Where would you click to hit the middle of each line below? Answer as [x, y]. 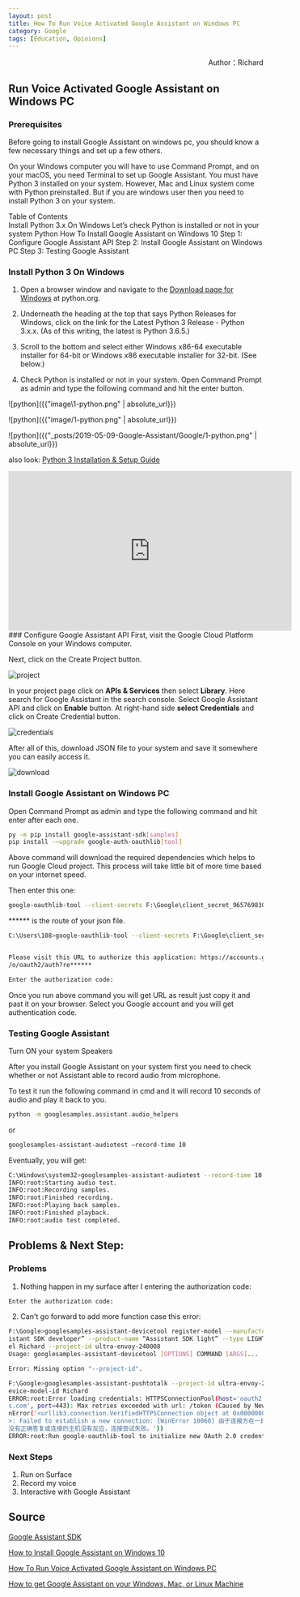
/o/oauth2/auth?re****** [50, 965]
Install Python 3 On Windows [67, 272]
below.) [32, 364]
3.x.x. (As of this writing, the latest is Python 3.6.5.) [105, 331]
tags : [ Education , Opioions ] [57, 39]
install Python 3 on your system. [62, 200]
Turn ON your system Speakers [61, 1051]
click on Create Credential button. [65, 717]
